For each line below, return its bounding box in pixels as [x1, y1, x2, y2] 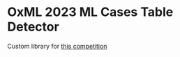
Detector [7, 19, 59, 35]
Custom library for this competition [7, 42, 107, 50]
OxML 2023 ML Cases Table [7, 4, 174, 20]
